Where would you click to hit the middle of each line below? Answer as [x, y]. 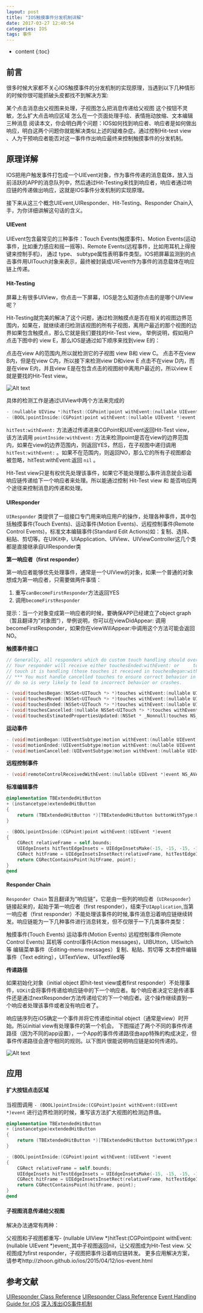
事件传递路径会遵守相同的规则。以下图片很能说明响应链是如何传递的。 [94, 1040]
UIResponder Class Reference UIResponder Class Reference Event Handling [101, 1296]
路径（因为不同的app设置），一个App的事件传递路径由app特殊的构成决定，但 [101, 1033]
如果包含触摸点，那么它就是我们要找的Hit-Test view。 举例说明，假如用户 [103, 333]
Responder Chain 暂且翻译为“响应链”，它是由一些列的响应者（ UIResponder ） [100, 898]
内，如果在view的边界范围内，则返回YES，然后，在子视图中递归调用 [91, 445]
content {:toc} [32, 51]
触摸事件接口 [22, 649]
